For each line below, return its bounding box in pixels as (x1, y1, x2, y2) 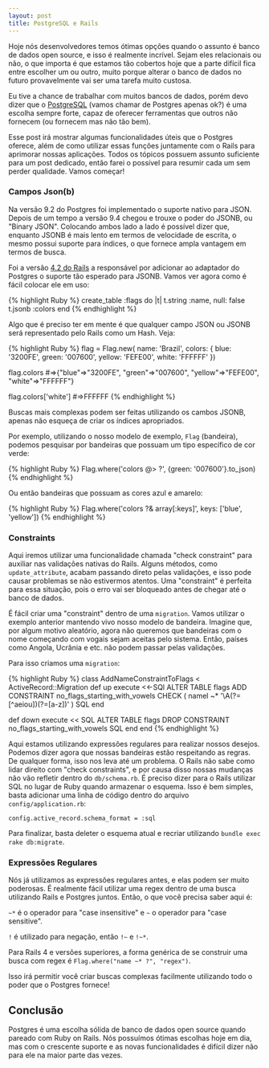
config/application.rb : (8, 799, 87, 809)
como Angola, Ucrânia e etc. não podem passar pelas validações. (8, 643, 226, 653)
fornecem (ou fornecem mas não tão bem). (8, 116, 151, 126)
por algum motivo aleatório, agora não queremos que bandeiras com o (8, 626, 243, 635)
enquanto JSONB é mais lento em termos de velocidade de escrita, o (8, 230, 237, 239)
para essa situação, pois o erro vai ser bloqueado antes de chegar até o (8, 585, 247, 594)
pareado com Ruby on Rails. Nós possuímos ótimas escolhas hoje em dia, (8, 1033, 252, 1043)
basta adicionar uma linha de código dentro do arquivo (8, 790, 190, 800)
